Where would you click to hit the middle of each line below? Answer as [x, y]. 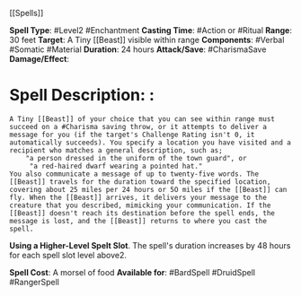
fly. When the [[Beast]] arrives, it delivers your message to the [138, 197]
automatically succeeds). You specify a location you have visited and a [150, 143]
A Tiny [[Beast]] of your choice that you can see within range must [142, 119]
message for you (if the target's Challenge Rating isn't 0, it [132, 135]
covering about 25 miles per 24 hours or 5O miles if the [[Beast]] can [148, 189]
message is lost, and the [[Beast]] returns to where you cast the [138, 221]
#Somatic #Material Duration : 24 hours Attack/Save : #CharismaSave [138, 49]
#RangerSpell [35, 282]
